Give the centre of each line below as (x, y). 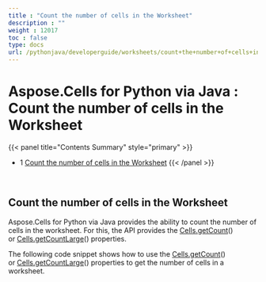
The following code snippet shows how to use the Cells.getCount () (117, 253)
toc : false (28, 38)
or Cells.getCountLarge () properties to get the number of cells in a (116, 262)
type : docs (26, 45)
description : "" (37, 23)
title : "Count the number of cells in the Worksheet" (101, 15)
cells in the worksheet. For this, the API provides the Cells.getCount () (121, 230)
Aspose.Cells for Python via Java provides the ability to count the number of (133, 222)
